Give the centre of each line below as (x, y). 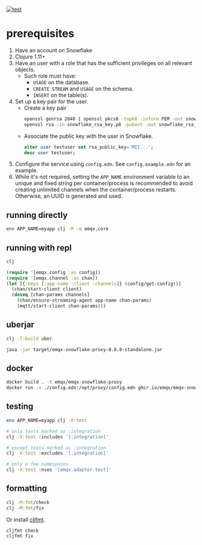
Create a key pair (45, 108)
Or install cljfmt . (26, 519)
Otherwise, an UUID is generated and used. (69, 196)
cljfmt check (23, 531)
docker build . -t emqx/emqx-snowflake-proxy (64, 382)
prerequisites (40, 34)
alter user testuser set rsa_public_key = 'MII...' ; (89, 147)
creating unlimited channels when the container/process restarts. (96, 190)
